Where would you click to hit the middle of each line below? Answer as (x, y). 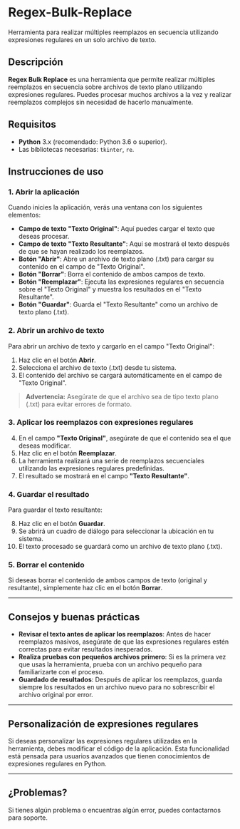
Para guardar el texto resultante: (55, 510)
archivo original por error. (56, 695)
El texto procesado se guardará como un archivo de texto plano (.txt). (120, 547)
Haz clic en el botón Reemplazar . (67, 453)
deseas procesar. (44, 237)
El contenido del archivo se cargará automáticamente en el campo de (120, 375)
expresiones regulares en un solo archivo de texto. (82, 39)
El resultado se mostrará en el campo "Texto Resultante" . (104, 475)
